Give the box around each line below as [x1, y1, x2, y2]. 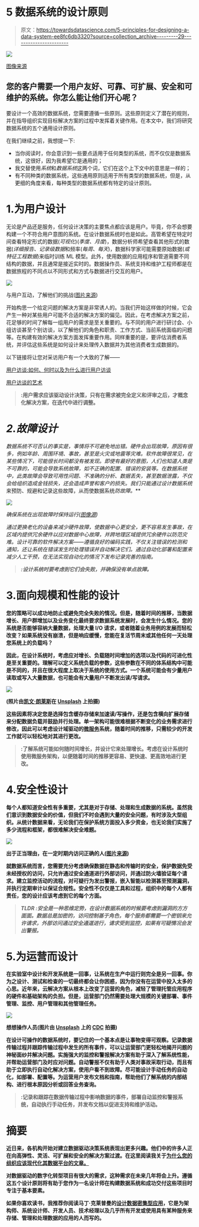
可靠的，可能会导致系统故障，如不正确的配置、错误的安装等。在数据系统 [11, 465, 187, 472]
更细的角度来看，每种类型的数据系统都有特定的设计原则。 [14, 179, 155, 186]
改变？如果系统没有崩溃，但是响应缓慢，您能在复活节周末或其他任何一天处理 [6, 631, 193, 638]
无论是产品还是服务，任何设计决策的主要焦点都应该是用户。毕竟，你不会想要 [6, 223, 193, 230]
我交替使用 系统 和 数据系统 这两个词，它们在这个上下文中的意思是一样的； [14, 164, 191, 171]
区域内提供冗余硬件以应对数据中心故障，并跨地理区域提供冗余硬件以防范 [6, 530, 182, 538]
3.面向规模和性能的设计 [6, 589, 120, 602]
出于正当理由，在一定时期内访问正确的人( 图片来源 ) [6, 850, 129, 857]
